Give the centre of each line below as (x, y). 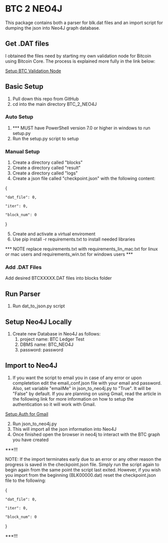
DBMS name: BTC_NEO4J (47, 344)
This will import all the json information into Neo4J (64, 429)
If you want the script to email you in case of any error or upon (77, 378)
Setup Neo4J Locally (38, 322)
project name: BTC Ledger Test (52, 339)
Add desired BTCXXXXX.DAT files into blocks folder (58, 278)
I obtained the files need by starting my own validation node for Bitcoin (78, 56)
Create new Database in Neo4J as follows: (56, 334)
